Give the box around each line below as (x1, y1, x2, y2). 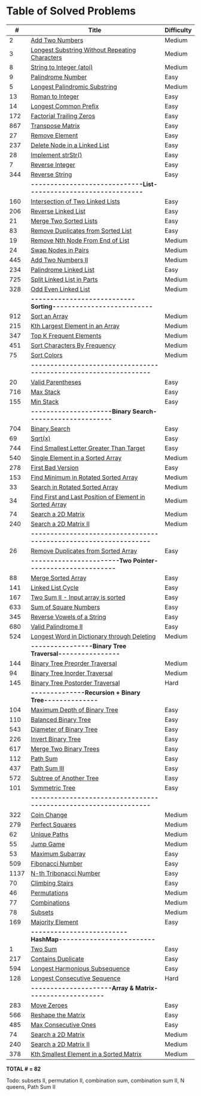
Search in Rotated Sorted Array (31, 483, 118, 491)
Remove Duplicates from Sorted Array (31, 547, 138, 555)
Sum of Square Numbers (31, 603, 100, 611)
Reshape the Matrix (31, 1011, 86, 1019)
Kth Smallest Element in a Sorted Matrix (31, 1050, 142, 1058)
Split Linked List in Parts (31, 275, 98, 283)
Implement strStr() (31, 151, 83, 159)
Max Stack (31, 388, 61, 396)
